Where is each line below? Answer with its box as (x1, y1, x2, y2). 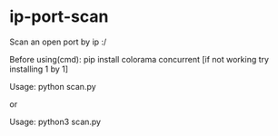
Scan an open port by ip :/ (9, 36, 107, 47)
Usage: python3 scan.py (9, 116, 102, 127)
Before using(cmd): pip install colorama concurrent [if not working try (9, 53, 270, 64)
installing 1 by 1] (9, 63, 69, 74)
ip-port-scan (9, 6, 109, 27)
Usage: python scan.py (9, 81, 97, 92)
